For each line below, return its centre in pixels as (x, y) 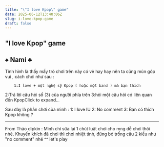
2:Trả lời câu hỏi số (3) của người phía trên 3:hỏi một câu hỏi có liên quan (79, 95)
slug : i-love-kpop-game (29, 19)
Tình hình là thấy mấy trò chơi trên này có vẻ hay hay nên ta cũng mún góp (80, 72)
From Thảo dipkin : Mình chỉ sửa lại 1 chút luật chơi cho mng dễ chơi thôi (78, 129)
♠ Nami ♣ (19, 60)
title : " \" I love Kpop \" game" (37, 10)
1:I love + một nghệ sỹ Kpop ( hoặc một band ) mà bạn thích (77, 86)
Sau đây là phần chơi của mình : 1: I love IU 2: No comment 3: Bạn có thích (80, 110)
